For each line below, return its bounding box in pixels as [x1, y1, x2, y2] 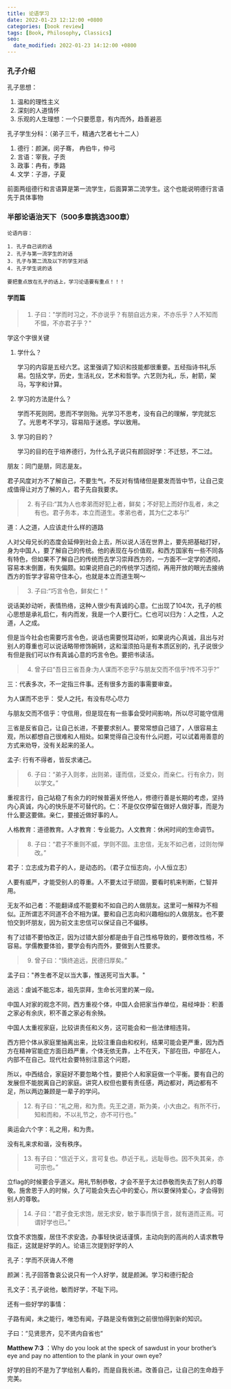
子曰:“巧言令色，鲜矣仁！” [34, 586, 108, 595]
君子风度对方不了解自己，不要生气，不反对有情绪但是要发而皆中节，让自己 [7, 476, 218, 484]
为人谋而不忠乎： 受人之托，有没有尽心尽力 [7, 694, 129, 703]
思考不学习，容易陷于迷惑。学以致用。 [35, 418, 144, 426]
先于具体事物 [7, 194, 43, 202]
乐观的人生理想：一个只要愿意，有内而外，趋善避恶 [16, 115, 162, 123]
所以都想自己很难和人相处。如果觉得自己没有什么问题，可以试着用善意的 [19, 732, 224, 741]
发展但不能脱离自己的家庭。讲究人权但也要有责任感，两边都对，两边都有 [7, 1078, 212, 1087]
